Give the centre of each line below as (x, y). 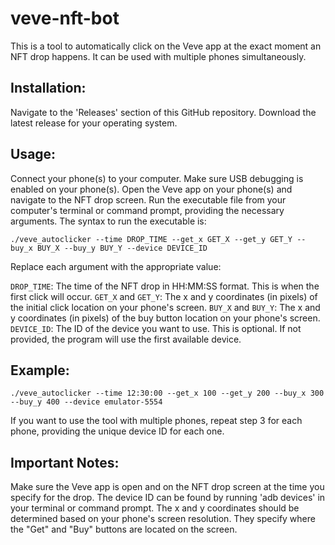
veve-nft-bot (65, 18)
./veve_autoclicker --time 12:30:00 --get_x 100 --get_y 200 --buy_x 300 (167, 393)
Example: (40, 370)
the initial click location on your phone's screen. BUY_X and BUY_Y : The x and (165, 307)
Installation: (48, 88)
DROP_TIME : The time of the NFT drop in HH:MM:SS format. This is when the (165, 286)
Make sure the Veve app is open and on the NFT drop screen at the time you (167, 487)
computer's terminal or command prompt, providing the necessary (147, 210)
